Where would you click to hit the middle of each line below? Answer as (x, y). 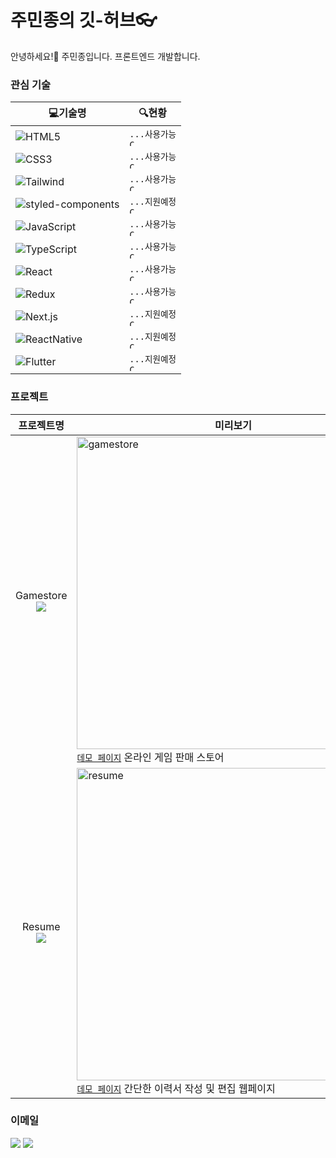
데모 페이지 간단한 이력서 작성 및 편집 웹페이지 (176, 1088)
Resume (41, 926)
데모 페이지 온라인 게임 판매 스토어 (150, 757)
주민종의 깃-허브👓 (84, 20)
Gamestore (41, 595)
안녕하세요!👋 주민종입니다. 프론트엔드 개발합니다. (105, 56)
